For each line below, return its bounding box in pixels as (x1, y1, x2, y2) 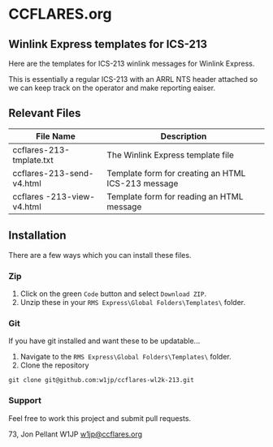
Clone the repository (19, 360, 89, 370)
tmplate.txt (12, 154, 54, 165)
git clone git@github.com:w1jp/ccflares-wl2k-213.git (8, 376, 195, 385)
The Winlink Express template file (106, 149, 234, 161)
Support (8, 395, 42, 406)
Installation (8, 229, 67, 243)
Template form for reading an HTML (106, 191, 244, 202)
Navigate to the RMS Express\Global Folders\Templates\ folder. (19, 352, 232, 362)
